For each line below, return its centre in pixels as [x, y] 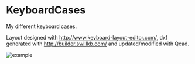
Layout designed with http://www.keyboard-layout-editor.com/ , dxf [87, 37]
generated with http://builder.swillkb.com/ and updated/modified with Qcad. [97, 44]
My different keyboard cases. [42, 26]
